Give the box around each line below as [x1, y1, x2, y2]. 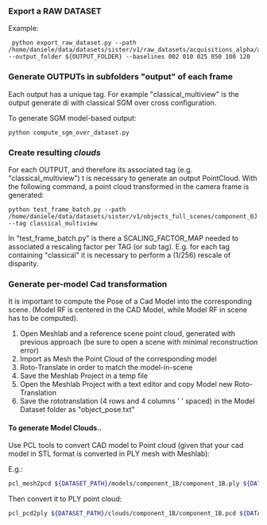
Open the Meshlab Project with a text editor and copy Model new [19, 380, 233, 389]
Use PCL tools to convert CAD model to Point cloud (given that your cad [8, 441, 244, 450]
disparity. [8, 258, 39, 268]
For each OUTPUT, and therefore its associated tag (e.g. [8, 164, 193, 174]
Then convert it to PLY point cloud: [8, 494, 122, 504]
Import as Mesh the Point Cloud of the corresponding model [19, 354, 217, 364]
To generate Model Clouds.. [8, 423, 103, 432]
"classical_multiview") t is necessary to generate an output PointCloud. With [8, 173, 257, 183]
